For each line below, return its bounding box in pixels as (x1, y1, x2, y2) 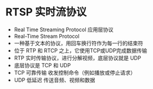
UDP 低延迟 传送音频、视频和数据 (14, 76, 95, 83)
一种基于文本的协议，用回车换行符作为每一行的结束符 (14, 39, 144, 47)
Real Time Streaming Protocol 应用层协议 (14, 26, 114, 33)
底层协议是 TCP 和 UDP (14, 61, 71, 68)
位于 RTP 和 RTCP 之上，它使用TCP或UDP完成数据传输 (14, 47, 148, 54)
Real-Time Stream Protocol (14, 32, 80, 39)
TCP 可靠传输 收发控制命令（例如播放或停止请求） (14, 69, 136, 76)
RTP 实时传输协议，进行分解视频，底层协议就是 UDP (14, 54, 142, 61)
